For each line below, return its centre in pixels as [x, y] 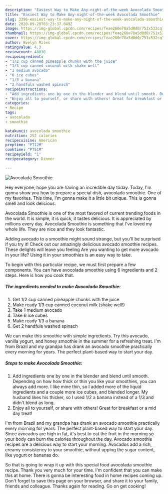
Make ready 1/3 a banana [38, 321]
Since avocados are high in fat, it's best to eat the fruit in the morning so [79, 434]
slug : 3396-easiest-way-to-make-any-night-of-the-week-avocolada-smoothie [85, 19]
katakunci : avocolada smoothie [38, 131]
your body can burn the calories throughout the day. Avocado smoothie [79, 439]
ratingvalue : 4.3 [23, 47]
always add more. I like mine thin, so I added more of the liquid [77, 387]
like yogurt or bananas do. [32, 455]
